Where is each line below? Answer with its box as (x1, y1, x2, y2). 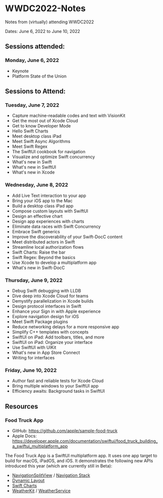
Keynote (12, 68, 29, 74)
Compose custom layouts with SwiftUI (12, 208, 88, 214)
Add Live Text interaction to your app (12, 193, 86, 198)
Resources (5, 402, 38, 410)
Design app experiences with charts (12, 218, 84, 224)
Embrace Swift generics (12, 228, 60, 234)
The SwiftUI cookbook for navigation (12, 149, 86, 155)
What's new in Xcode (12, 169, 55, 175)
